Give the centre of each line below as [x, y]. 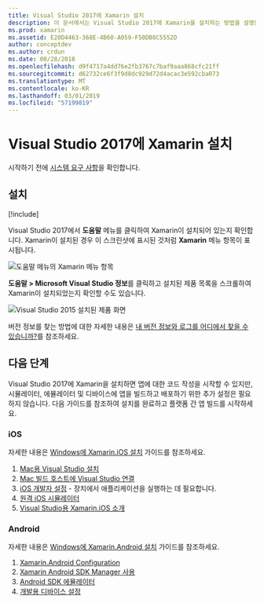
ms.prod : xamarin [37, 30]
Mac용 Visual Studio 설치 [59, 469]
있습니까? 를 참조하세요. [44, 336]
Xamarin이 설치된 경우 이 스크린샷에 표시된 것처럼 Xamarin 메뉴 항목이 [134, 239]
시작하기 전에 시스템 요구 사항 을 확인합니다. [74, 168]
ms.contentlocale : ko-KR [49, 88]
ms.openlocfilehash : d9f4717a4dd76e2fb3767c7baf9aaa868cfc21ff [114, 67]
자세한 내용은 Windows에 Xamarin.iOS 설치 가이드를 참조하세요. [107, 451]
